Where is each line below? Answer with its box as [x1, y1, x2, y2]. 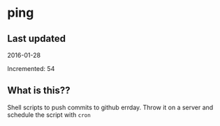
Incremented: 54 [7, 65, 55, 72]
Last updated [7, 33, 66, 45]
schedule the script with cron [7, 110, 91, 119]
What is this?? [7, 85, 71, 97]
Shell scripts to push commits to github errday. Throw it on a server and [7, 103, 214, 111]
